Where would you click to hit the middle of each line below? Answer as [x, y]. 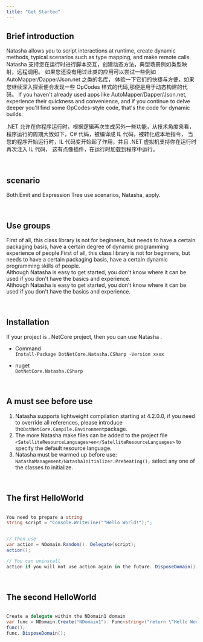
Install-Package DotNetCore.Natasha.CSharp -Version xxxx [89, 354]
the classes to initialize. [44, 467]
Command [28, 348]
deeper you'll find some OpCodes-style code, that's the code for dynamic [98, 108]
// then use [21, 539]
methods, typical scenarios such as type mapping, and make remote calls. [99, 57]
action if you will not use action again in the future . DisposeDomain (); [102, 567]
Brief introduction [40, 37]
